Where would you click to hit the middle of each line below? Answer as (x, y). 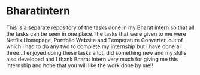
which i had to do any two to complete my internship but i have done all (94, 46)
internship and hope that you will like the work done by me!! (80, 65)
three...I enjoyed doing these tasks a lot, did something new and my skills (96, 52)
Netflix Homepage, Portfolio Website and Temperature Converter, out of (95, 40)
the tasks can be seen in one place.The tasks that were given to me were (96, 33)
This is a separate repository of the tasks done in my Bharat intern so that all (100, 27)
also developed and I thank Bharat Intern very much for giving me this (92, 59)
